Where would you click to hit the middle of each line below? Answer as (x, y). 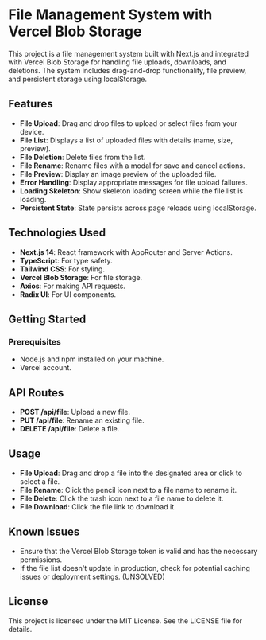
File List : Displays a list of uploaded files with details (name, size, (126, 140)
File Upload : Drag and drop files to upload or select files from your (129, 123)
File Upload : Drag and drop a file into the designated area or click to (131, 473)
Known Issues (44, 532)
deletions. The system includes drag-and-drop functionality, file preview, (127, 70)
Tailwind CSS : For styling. (62, 269)
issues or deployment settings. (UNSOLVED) (92, 576)
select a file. (40, 481)
